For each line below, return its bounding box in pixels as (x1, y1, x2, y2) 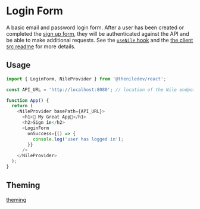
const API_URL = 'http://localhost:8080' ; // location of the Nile (6, 86, 177, 93)
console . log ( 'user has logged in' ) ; (32, 136, 124, 142)
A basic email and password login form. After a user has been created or (6, 24, 185, 31)
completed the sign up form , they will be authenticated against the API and (6, 30, 189, 37)
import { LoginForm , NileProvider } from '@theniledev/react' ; (6, 76, 167, 82)
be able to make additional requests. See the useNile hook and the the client (6, 36, 193, 43)
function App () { (6, 97, 49, 104)
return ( (11, 103, 33, 109)
